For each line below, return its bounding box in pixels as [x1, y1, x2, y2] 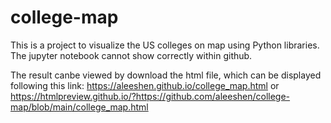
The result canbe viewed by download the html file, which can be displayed [10, 69, 322, 81]
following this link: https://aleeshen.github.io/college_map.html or [10, 79, 280, 91]
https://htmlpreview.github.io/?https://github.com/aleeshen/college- [10, 90, 291, 102]
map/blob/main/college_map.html [10, 101, 149, 113]
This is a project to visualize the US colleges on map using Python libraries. [10, 39, 320, 51]
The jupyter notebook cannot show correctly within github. [10, 49, 253, 61]
